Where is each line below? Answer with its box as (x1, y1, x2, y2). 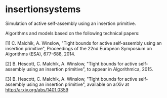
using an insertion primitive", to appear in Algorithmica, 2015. (26, 66, 153, 72)
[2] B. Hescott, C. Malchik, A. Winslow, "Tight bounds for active (5, 60, 138, 67)
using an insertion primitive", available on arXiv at (26, 81, 129, 87)
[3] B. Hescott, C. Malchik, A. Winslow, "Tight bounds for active (5, 76, 138, 82)
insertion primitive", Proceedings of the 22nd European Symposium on (5, 45, 152, 51)
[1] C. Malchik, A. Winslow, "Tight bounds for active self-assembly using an (5, 40, 162, 46)
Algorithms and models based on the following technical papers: (5, 30, 140, 36)
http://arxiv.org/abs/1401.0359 (5, 86, 69, 92)
